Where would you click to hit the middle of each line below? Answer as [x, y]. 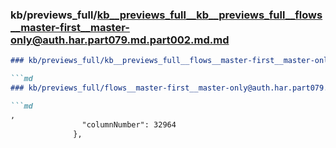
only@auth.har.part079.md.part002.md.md [120, 40]
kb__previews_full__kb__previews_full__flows [209, 15]
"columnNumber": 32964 [129, 124]
